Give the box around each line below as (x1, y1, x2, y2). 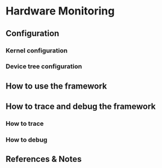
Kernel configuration (5, 46, 67, 55)
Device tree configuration (5, 62, 83, 70)
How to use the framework (5, 81, 107, 91)
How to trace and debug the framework (5, 101, 156, 112)
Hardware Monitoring (5, 4, 115, 18)
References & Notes (5, 154, 82, 164)
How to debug (5, 135, 48, 144)
